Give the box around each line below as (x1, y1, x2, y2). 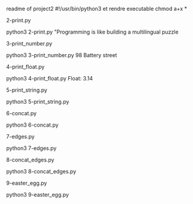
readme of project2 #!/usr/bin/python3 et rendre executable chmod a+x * (6, 5, 188, 12)
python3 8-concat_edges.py (6, 168, 77, 175)
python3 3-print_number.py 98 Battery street (6, 52, 117, 59)
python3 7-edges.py (6, 145, 57, 152)
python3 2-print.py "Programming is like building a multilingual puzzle (6, 28, 179, 35)
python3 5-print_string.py (6, 98, 70, 105)
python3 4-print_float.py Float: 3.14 (6, 75, 93, 82)
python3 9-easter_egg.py (6, 191, 69, 198)
